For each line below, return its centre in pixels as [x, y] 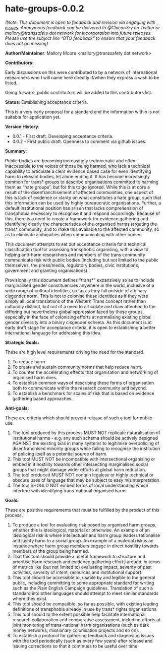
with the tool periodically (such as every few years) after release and [82, 641]
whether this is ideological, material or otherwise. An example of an [81, 530]
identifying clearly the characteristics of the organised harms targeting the [81, 224]
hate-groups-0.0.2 [45, 9]
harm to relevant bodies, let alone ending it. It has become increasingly [78, 176]
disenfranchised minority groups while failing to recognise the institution [86, 448]
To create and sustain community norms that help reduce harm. [77, 367]
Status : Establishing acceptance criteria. [47, 102]
